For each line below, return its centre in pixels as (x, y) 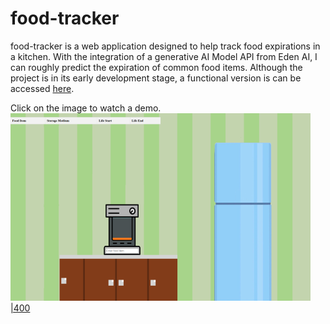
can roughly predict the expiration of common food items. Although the (156, 67)
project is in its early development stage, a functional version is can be (156, 78)
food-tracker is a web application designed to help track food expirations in (165, 46)
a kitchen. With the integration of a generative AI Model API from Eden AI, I (164, 56)
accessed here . (42, 88)
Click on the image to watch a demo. (86, 108)
